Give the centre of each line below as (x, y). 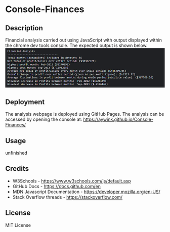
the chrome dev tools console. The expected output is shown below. (76, 45)
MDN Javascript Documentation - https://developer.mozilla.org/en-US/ (86, 192)
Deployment (25, 102)
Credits (17, 169)
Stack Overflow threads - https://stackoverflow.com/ (68, 197)
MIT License (18, 225)
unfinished (16, 153)
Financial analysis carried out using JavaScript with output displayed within (84, 40)
